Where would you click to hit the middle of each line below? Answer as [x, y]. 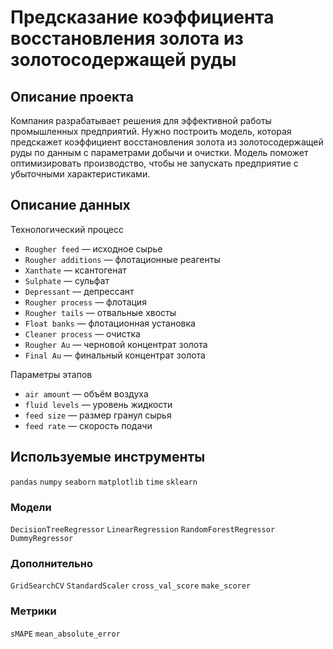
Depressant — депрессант [79, 291]
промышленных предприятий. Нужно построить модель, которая [151, 131]
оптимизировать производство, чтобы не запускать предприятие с [154, 163]
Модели [31, 507]
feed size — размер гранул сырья [98, 415]
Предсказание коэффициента [142, 17]
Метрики [33, 611]
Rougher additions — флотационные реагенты [122, 259]
